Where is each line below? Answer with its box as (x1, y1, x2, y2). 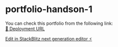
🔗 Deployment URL (5, 25, 45, 31)
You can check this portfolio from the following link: (5, 20, 113, 26)
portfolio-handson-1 (5, 4, 93, 15)
